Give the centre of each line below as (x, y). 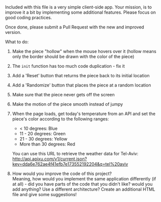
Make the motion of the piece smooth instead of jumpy (67, 104)
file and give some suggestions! (44, 194)
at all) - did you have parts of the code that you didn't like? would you (82, 184)
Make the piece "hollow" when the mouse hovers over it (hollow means (84, 51)
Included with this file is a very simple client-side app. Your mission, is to (79, 7)
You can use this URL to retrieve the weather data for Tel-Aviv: (75, 154)
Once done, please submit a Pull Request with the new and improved (75, 27)
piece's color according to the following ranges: (60, 119)
